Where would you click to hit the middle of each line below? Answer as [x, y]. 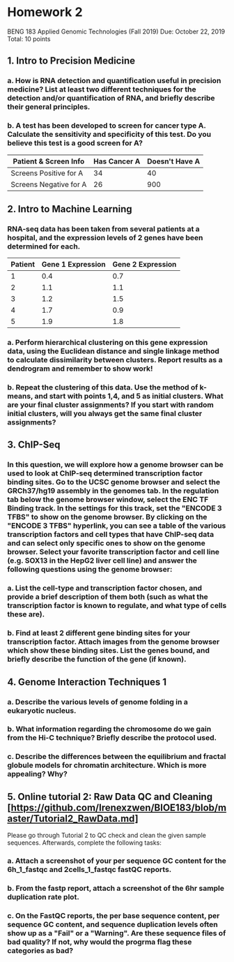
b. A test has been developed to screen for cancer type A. [107, 126]
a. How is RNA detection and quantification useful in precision [114, 81]
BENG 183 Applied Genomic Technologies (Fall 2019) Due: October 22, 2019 [116, 31]
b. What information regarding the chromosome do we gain [109, 729]
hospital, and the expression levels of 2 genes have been [105, 237]
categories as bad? [40, 950]
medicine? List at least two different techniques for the [102, 89]
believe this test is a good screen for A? [75, 143]
